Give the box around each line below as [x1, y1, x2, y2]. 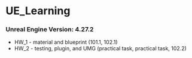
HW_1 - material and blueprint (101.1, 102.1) [14, 38, 118, 46]
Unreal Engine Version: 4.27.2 [5, 25, 94, 34]
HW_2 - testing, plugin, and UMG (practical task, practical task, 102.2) [14, 45, 187, 52]
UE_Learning [5, 4, 71, 18]
